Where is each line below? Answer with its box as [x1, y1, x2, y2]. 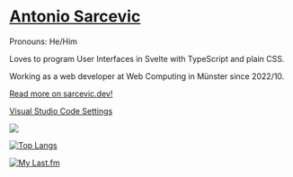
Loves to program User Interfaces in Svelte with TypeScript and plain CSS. [9, 53, 285, 64]
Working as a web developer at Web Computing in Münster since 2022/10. [9, 70, 285, 82]
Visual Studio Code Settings [9, 105, 113, 116]
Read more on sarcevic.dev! [9, 88, 113, 99]
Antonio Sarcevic [9, 6, 141, 27]
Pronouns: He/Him [9, 36, 78, 47]
